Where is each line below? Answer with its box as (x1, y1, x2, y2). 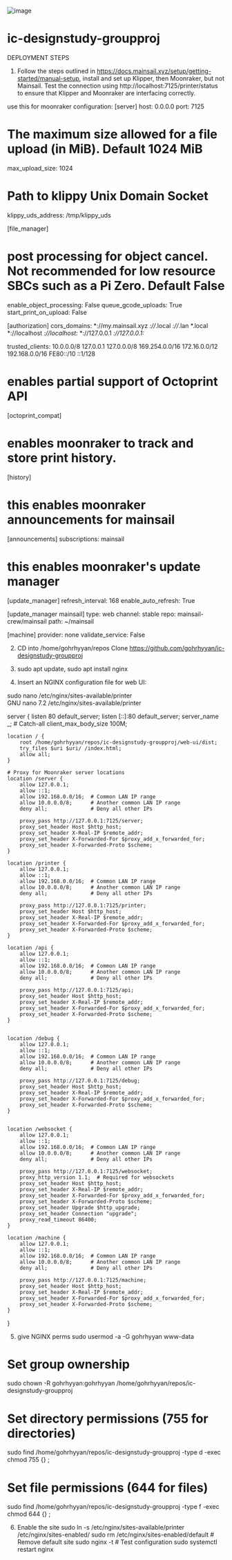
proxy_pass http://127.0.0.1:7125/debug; (19, 1077, 140, 1084)
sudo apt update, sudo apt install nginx (17, 664, 128, 673)
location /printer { (7, 860, 67, 867)
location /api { (7, 944, 54, 951)
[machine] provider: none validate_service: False (7, 630, 146, 639)
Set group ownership (7, 1356, 130, 1372)
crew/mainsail (7, 617, 47, 625)
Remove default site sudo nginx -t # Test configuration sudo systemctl (17, 1538, 217, 1546)
